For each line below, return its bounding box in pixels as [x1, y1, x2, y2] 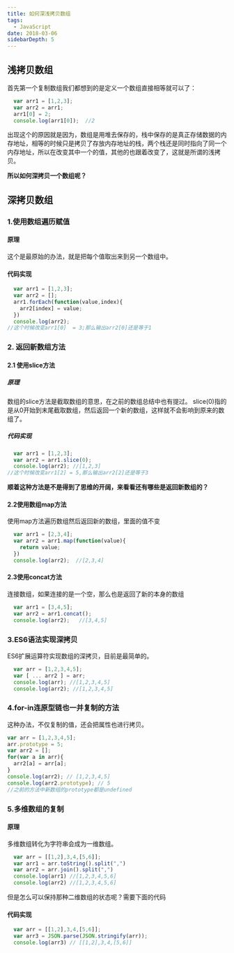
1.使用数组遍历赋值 [7, 217, 70, 226]
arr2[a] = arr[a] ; [13, 760, 68, 767]
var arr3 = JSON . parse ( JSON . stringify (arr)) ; [13, 933, 148, 940]
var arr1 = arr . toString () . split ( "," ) [13, 860, 127, 867]
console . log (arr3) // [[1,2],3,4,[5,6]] [13, 939, 132, 947]
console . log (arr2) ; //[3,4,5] [13, 616, 108, 624]
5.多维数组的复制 [7, 804, 64, 814]
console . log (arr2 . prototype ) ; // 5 [7, 780, 111, 787]
